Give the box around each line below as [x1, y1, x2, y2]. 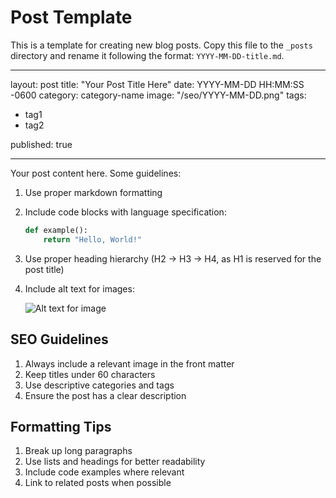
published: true [10, 138, 73, 150]
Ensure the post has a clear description [24, 389, 187, 401]
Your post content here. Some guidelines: [10, 167, 182, 179]
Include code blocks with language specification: [24, 206, 227, 218]
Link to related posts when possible [24, 477, 172, 489]
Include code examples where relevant [24, 466, 185, 478]
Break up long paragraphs [24, 445, 133, 457]
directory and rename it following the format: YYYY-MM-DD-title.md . [10, 49, 285, 61]
